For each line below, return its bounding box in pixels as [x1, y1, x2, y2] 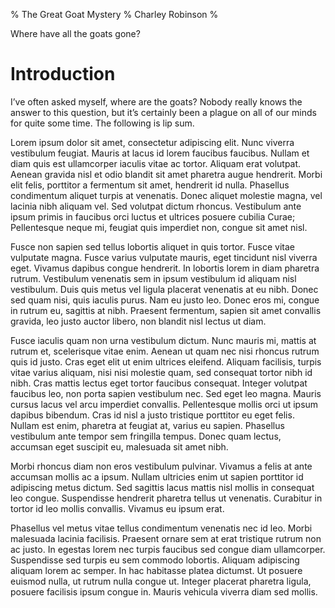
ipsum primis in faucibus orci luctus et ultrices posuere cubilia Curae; [10, 210, 296, 223]
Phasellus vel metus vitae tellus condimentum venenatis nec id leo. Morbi [10, 522, 313, 534]
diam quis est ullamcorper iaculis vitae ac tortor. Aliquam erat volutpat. [10, 157, 302, 169]
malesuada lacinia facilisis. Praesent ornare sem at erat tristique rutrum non [10, 532, 322, 544]
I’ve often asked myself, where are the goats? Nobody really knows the [10, 95, 303, 108]
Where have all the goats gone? [10, 28, 141, 39]
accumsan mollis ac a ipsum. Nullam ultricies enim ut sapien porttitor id [10, 470, 304, 483]
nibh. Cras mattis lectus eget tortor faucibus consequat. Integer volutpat [10, 377, 308, 389]
